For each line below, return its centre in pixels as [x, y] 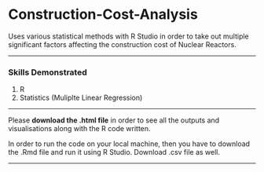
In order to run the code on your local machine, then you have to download [129, 144]
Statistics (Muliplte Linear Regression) [81, 98]
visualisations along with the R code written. [79, 129]
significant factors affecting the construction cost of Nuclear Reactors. [123, 44]
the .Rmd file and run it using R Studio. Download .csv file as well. [114, 152]
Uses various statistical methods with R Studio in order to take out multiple [128, 36]
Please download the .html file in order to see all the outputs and [114, 120]
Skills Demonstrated [48, 72]
